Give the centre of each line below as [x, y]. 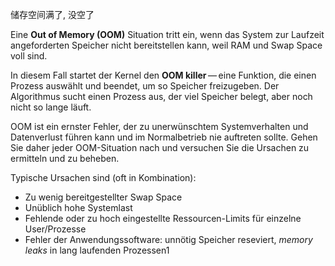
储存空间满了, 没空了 [52, 14]
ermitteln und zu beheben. [65, 158]
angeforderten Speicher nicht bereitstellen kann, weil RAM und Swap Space [166, 45]
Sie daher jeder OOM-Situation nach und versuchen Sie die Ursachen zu [160, 147]
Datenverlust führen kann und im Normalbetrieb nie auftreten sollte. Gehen [164, 137]
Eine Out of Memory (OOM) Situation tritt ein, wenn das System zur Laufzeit [167, 34]
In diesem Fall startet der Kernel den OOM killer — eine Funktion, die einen [163, 75]
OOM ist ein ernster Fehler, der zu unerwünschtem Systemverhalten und [159, 126]
